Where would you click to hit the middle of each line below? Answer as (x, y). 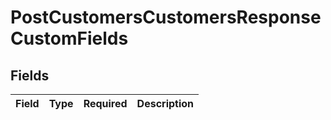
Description (165, 103)
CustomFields (69, 38)
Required (105, 103)
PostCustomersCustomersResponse (166, 17)
